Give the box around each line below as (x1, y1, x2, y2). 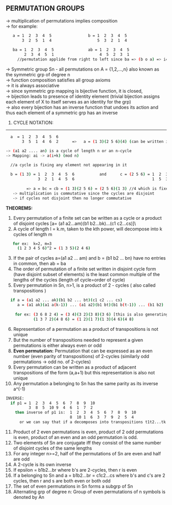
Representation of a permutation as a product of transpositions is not (13, 326, 159, 332)
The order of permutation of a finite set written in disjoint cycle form (13, 266, 156, 272)
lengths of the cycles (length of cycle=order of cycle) (13, 277, 126, 283)
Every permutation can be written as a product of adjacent (13, 364, 137, 370)
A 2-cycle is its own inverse (13, 461, 71, 468)
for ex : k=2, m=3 (12, 241, 52, 246)
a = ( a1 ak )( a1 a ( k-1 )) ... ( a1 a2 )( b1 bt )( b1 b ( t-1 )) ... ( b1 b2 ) (17, 302, 164, 308)
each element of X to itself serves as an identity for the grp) (6, 99, 132, 105)
